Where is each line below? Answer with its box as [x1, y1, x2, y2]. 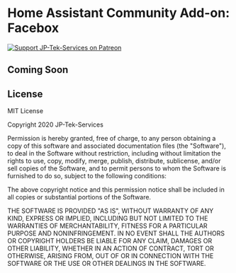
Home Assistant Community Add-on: [7, 5, 230, 21]
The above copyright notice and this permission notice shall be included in [7, 185, 225, 194]
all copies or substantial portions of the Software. [7, 193, 151, 202]
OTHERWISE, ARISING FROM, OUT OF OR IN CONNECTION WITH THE [7, 252, 214, 260]
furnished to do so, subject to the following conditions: [7, 172, 167, 180]
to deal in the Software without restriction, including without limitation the [7, 149, 221, 158]
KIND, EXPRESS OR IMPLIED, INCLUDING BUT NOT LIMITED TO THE [7, 214, 208, 223]
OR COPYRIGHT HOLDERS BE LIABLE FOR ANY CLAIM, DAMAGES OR [7, 237, 213, 245]
